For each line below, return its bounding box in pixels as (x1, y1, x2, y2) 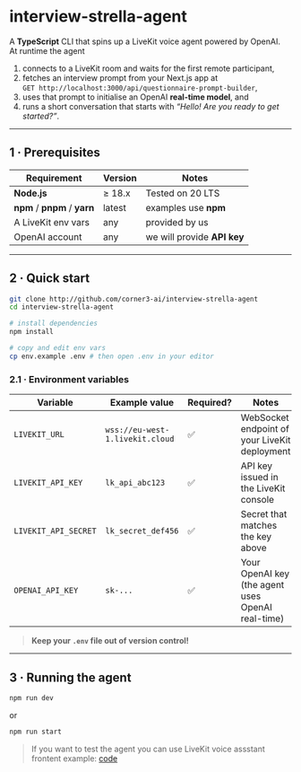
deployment (240, 445, 291, 458)
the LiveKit (240, 482, 286, 495)
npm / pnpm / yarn (13, 201, 95, 214)
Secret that (240, 508, 288, 521)
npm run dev (9, 693, 54, 702)
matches (240, 519, 278, 531)
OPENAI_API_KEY (13, 585, 79, 596)
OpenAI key (240, 567, 290, 580)
